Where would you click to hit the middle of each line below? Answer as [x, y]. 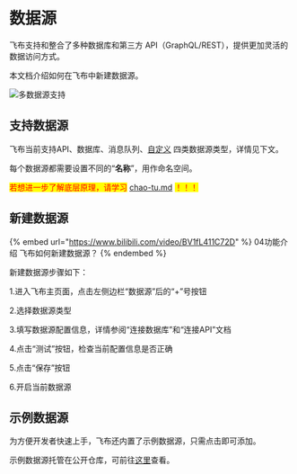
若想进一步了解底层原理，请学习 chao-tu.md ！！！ [104, 187]
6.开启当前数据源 [40, 387]
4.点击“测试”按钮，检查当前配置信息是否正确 [91, 348]
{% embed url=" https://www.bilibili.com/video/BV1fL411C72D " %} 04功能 [145, 241]
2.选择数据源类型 [40, 310]
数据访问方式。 [37, 56]
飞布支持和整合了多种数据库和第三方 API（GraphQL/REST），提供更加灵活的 [149, 45]
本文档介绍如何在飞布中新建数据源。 [76, 75]
